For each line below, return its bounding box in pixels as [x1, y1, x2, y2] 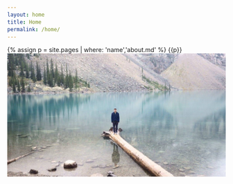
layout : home [7, 11, 45, 18]
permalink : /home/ [7, 26, 60, 33]
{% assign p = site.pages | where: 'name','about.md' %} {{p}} [7, 46, 182, 54]
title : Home [7, 18, 42, 26]
